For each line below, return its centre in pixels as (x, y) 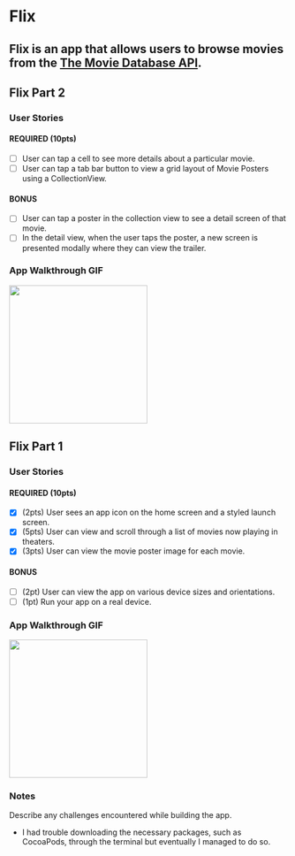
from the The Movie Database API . (106, 62)
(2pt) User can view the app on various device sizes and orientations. (148, 592)
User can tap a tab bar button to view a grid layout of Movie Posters (145, 169)
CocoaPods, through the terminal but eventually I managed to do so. (146, 842)
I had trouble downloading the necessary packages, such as (132, 832)
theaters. (38, 542)
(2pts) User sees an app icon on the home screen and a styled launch (149, 512)
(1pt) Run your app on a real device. (87, 601)
